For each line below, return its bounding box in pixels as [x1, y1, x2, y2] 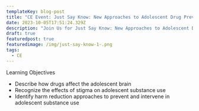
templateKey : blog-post [6, 8, 65, 15]
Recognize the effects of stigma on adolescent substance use [14, 86, 166, 93]
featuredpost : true [6, 36, 54, 42]
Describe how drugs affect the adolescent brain [14, 80, 131, 87]
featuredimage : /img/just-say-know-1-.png [6, 42, 113, 48]
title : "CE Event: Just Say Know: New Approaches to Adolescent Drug [6, 14, 182, 20]
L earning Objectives [6, 68, 55, 76]
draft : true [6, 31, 36, 37]
